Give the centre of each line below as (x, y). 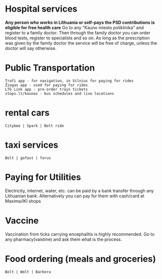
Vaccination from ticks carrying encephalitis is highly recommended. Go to (80, 234)
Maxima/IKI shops (23, 201)
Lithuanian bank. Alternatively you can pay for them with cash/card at (75, 196)
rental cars (27, 113)
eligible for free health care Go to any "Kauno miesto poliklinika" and (74, 27)
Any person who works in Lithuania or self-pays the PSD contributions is (80, 22)
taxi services (32, 145)
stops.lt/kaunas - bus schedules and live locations (60, 93)
